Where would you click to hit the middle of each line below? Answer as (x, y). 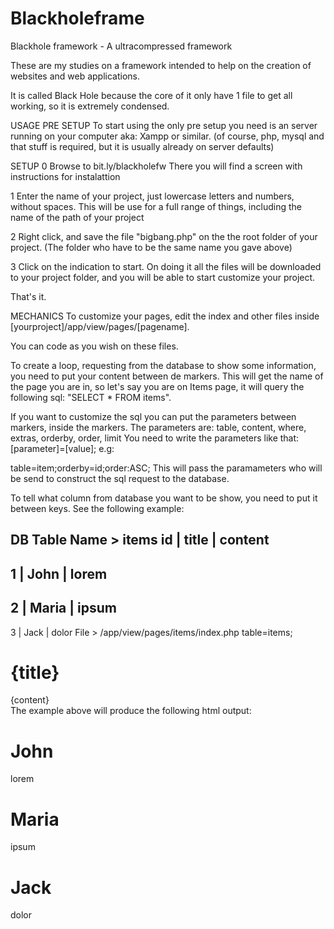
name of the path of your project (77, 217)
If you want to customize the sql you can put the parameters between (153, 416)
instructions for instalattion (65, 176)
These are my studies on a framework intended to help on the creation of (161, 65)
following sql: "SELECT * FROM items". (91, 397)
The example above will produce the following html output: (131, 711)
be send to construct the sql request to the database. (120, 478)
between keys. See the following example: (97, 508)
